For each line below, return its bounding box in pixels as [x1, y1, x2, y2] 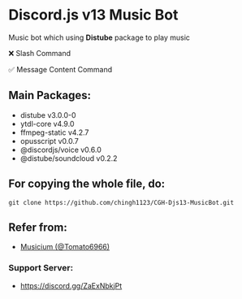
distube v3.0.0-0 [19, 110, 76, 119]
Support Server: [8, 262, 74, 274]
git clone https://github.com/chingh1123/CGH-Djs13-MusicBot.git [8, 198, 234, 206]
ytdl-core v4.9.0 [19, 119, 75, 128]
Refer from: [8, 220, 67, 234]
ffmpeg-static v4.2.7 [19, 128, 89, 137]
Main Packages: [8, 89, 92, 102]
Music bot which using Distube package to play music [8, 32, 191, 42]
